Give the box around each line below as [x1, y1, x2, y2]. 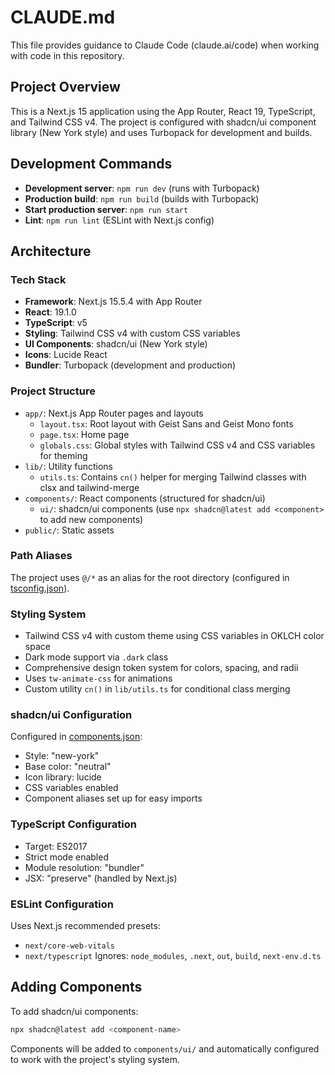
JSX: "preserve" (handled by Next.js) [24, 872, 178, 884]
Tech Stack [10, 272, 67, 286]
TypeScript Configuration [10, 817, 137, 831]
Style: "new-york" [24, 750, 100, 762]
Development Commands [10, 156, 173, 173]
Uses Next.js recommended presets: [10, 920, 161, 932]
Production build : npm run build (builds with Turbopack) [24, 192, 260, 205]
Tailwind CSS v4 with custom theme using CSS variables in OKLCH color [24, 630, 325, 642]
